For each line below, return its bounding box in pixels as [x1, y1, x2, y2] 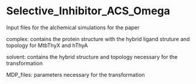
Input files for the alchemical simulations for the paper [6, 24, 140, 31]
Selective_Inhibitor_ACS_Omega [6, 4, 171, 18]
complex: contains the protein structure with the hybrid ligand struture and [6, 35, 190, 42]
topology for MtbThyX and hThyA [6, 42, 88, 49]
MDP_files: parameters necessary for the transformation [6, 71, 145, 78]
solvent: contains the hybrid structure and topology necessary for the [6, 53, 178, 60]
